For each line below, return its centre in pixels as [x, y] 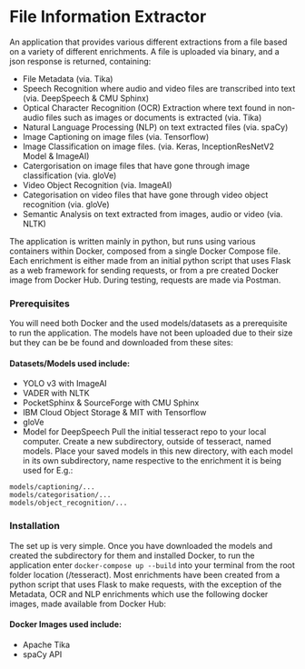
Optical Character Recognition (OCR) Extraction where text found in [149, 107]
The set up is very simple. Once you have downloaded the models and [141, 545]
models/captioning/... [52, 487]
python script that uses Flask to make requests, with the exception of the [146, 584]
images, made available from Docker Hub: [88, 604]
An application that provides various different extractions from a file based [148, 42]
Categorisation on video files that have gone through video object [145, 195]
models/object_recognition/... [69, 503]
